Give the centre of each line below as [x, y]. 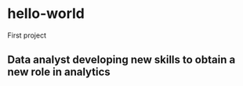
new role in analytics [59, 72]
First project [27, 35]
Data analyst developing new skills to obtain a [121, 60]
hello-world [46, 14]
